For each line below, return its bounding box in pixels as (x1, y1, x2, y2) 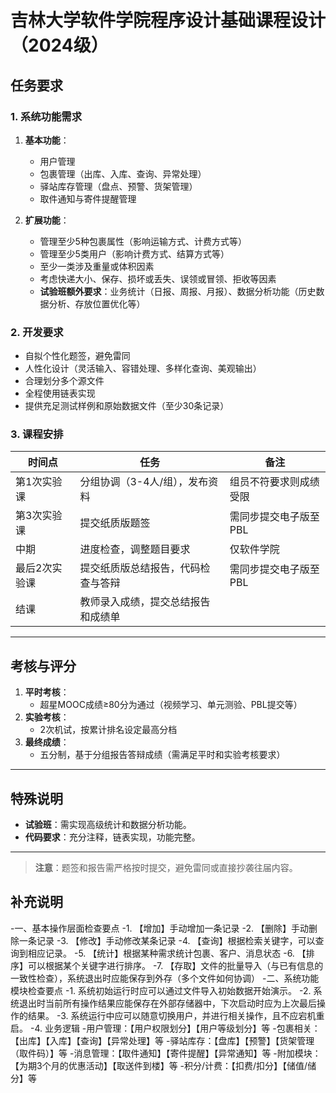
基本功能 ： (24, 134, 70, 146)
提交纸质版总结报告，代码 (79, 561, 201, 575)
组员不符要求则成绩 (229, 475, 320, 489)
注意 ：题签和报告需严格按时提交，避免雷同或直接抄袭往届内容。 (34, 862, 298, 874)
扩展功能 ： (24, 214, 70, 226)
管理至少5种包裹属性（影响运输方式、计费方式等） (39, 235, 247, 247)
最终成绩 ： (24, 736, 70, 748)
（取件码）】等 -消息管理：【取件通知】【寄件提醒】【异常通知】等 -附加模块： (10, 1047, 322, 1059)
